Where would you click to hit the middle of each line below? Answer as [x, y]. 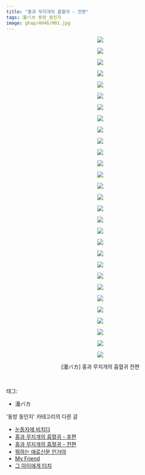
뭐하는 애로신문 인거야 [41, 452]
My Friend [27, 459]
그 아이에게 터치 [33, 466]
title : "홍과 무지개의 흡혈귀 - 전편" [47, 12]
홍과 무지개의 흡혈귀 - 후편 [45, 437]
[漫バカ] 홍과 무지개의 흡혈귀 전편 [100, 367]
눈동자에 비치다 [33, 429]
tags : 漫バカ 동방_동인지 [34, 17]
